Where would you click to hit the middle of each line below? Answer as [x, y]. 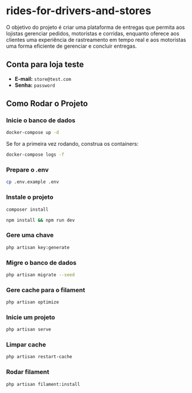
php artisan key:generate [38, 247]
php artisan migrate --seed [41, 275]
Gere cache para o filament [46, 290]
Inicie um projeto [31, 317]
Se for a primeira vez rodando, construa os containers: [72, 144]
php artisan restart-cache [39, 357]
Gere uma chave [30, 235]
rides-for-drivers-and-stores [79, 11]
